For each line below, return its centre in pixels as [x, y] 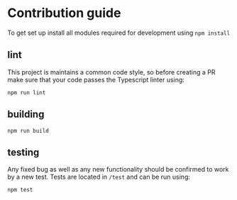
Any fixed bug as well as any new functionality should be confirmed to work [118, 170]
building [26, 115]
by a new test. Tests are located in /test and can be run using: [99, 177]
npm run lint [27, 93]
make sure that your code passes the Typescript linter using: [96, 79]
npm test [20, 190]
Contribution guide [64, 13]
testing [23, 152]
